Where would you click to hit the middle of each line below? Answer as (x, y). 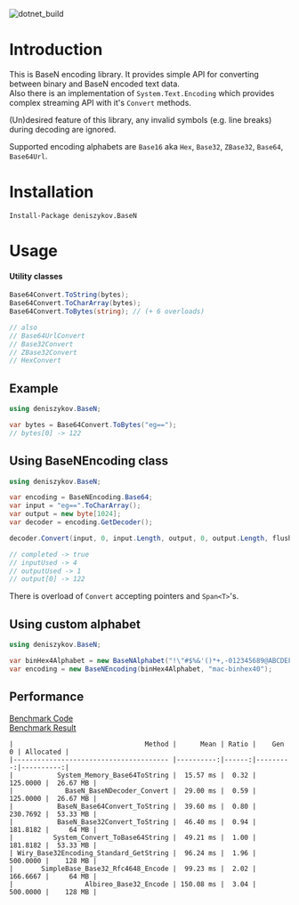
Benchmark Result (43, 727)
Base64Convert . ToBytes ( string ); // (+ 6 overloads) (107, 311)
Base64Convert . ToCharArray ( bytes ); (75, 303)
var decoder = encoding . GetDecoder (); (81, 522)
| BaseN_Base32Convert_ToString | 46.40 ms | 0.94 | (133, 822)
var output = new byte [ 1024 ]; (65, 514)
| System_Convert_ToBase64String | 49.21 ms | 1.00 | (133, 837)
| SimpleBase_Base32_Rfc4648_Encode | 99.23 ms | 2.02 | (133, 869)
